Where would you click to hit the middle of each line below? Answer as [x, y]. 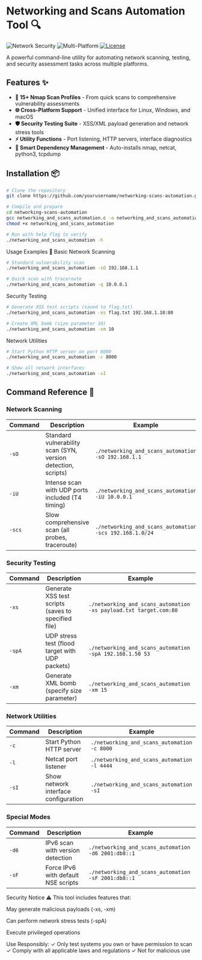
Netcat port [62, 759]
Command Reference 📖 [50, 392]
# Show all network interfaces [45, 368]
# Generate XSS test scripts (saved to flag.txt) [70, 307]
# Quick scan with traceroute [44, 279]
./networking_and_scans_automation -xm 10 [60, 329]
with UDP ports [67, 490]
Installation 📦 [33, 173]
